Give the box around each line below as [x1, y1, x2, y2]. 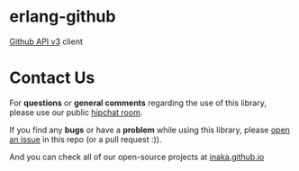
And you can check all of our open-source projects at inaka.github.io [9, 151, 265, 162]
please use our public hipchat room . [9, 106, 143, 118]
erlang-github [9, 6, 116, 27]
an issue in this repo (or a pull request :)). [9, 133, 162, 145]
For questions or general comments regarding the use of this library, [9, 97, 267, 108]
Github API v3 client [9, 36, 84, 47]
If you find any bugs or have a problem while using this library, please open [9, 124, 291, 135]
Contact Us [9, 67, 95, 88]
